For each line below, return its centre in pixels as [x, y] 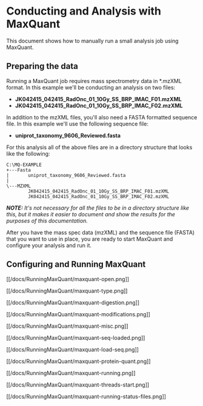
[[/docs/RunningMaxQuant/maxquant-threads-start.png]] [78, 384]
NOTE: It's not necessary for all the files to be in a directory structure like [98, 208]
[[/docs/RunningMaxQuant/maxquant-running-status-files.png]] [86, 396]
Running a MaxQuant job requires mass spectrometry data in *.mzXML [94, 81]
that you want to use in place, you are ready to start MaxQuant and [90, 239]
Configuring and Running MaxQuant [76, 265]
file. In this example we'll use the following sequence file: [77, 124]
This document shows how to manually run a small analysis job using [92, 41]
